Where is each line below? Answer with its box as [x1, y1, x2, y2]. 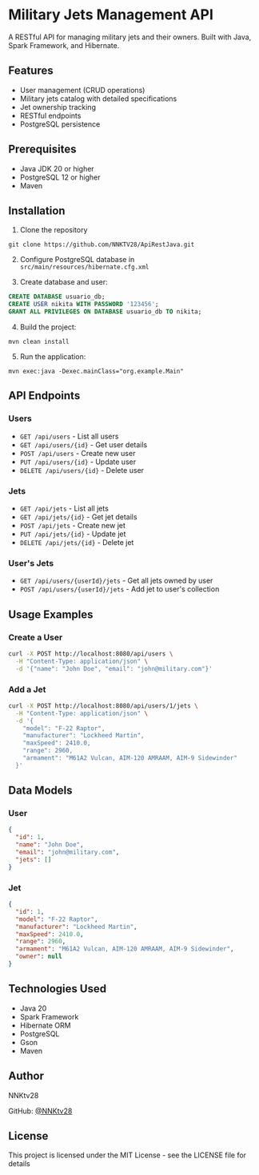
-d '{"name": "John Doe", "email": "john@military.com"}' [15, 664, 213, 672]
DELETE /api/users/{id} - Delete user [19, 465, 145, 474]
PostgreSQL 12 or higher [19, 172, 101, 182]
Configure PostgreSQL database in [19, 255, 135, 264]
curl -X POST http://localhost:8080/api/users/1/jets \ [8, 701, 198, 710]
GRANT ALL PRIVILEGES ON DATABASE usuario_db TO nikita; [8, 308, 202, 316]
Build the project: [19, 322, 77, 332]
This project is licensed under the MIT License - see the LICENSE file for [8, 1150, 246, 1160]
